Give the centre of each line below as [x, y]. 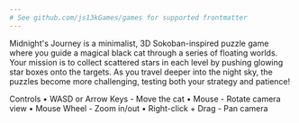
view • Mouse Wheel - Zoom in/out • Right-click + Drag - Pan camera [139, 108]
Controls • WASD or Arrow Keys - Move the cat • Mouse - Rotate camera [145, 99]
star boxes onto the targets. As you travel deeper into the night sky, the [141, 72]
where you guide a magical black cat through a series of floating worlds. [144, 53]
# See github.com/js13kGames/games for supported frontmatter [128, 18]
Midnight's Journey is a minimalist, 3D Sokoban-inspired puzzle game [139, 43]
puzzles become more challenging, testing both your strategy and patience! [150, 81]
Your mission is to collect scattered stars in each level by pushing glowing [146, 62]
